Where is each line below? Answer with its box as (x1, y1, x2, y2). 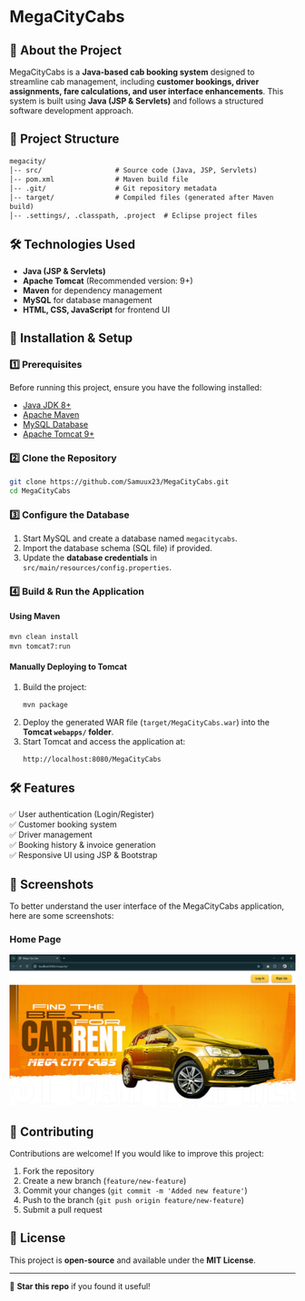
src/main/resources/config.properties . (22, 561, 172, 573)
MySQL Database (22, 419, 89, 430)
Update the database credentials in (22, 552, 157, 563)
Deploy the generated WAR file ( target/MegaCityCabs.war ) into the (22, 716, 271, 727)
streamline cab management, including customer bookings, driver (9, 76, 260, 87)
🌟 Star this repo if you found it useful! (9, 1280, 152, 1291)
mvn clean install (9, 632, 79, 641)
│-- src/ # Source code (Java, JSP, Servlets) (9, 165, 258, 174)
